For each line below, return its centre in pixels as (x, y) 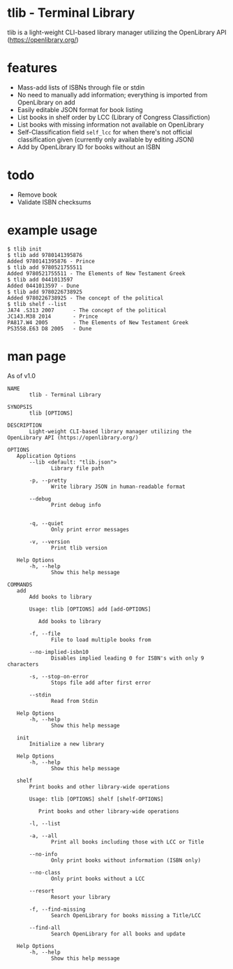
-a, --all (43, 836)
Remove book (37, 195)
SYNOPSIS (20, 407)
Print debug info (76, 505)
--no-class (45, 872)
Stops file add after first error (101, 683)
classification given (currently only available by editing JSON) (106, 139)
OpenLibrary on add (46, 102)
